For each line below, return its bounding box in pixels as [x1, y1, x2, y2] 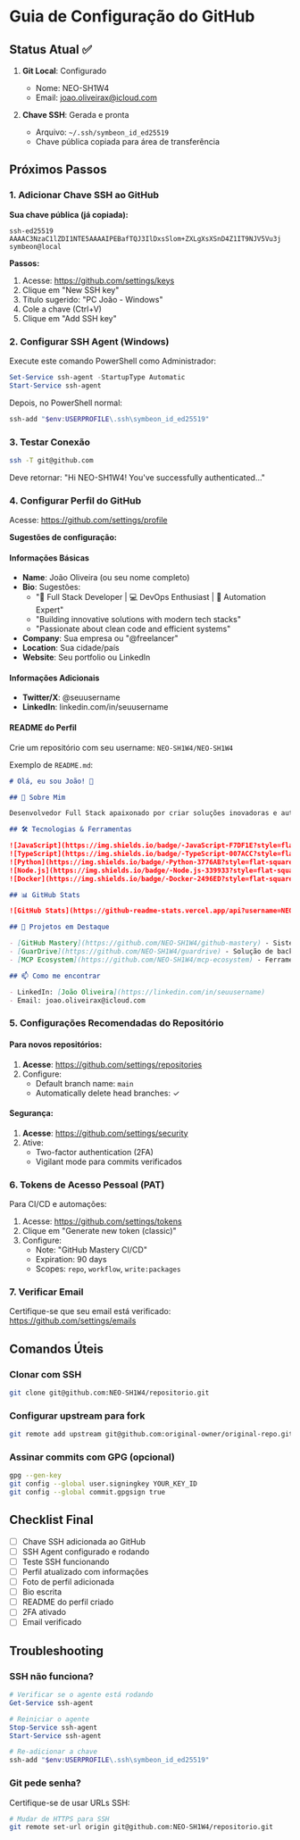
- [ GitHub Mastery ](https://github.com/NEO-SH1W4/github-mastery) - [9, 939, 270, 948]
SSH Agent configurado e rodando [21, 1546, 150, 1557]
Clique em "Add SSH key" [21, 312, 118, 323]
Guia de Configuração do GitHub [9, 6, 255, 27]
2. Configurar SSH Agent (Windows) [9, 335, 170, 347]
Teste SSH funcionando [21, 1556, 110, 1567]
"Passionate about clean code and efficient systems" [35, 623, 231, 635]
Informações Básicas [9, 552, 89, 563]
